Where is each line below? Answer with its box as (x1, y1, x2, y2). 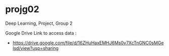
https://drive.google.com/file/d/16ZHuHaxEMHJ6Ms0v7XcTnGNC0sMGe (12, 39, 164, 46)
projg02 (5, 4, 39, 15)
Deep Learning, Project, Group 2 (5, 20, 73, 26)
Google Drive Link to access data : (5, 30, 77, 36)
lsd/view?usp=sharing (12, 45, 59, 51)
